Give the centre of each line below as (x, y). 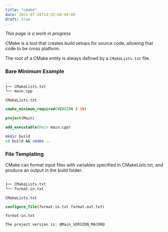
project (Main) (20, 118)
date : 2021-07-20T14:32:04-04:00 (40, 15)
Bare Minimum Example (35, 71)
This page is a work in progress (38, 34)
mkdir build (18, 136)
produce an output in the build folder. (44, 170)
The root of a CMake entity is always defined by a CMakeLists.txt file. (78, 58)
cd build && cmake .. (28, 141)
